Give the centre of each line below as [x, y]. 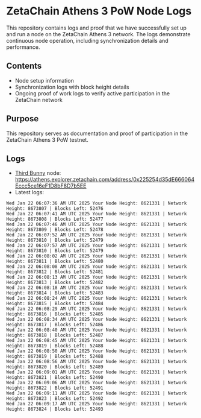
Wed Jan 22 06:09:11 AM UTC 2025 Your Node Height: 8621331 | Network [97, 393]
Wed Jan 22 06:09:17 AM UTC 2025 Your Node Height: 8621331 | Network [97, 404]
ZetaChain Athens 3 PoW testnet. [47, 139]
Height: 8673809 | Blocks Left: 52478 [55, 230]
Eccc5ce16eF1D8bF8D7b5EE [51, 186]
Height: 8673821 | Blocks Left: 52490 [55, 378]
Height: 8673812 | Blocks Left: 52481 [55, 272]
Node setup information [44, 80]
